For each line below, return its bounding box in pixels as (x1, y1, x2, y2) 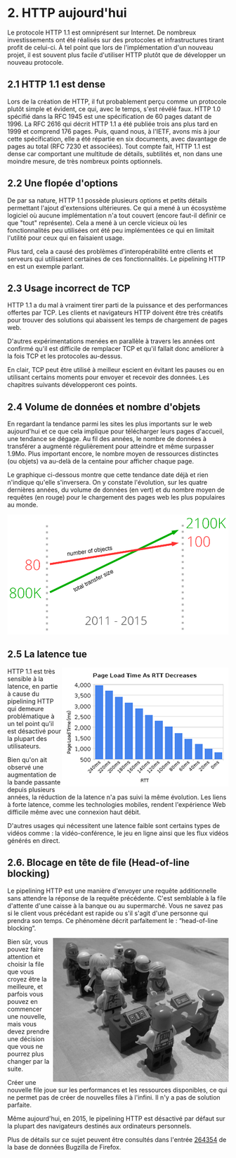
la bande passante (7, 777, 61, 786)
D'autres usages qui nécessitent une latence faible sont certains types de (7, 821, 220, 829)
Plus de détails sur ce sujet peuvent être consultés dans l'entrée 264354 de (7, 1135, 227, 1144)
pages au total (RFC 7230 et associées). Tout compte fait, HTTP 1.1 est (7, 142, 211, 151)
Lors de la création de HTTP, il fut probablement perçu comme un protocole (7, 97, 227, 106)
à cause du (7, 689, 40, 698)
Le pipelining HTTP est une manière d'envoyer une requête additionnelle (7, 886, 217, 895)
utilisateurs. (7, 742, 41, 750)
